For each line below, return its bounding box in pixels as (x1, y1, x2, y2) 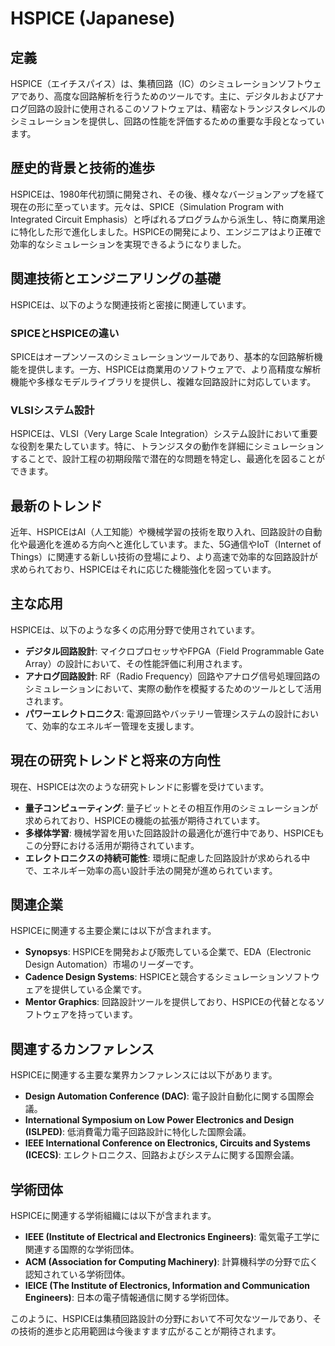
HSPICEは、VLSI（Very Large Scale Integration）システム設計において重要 (10, 428, 318, 440)
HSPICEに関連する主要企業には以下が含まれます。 (10, 925, 217, 937)
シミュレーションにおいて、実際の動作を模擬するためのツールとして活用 (24, 682, 322, 694)
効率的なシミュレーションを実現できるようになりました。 (10, 238, 247, 250)
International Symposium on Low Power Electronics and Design (24, 1114, 295, 1126)
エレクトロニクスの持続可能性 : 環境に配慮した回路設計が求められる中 (24, 852, 311, 864)
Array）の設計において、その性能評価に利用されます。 (24, 657, 248, 669)
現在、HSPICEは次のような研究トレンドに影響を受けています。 (10, 780, 270, 792)
